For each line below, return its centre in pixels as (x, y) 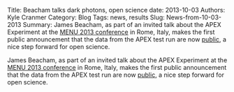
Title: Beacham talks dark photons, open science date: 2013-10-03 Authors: (116, 10)
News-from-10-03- (194, 17)
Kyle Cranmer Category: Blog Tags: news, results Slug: (86, 17)
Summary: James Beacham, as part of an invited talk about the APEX (122, 25)
